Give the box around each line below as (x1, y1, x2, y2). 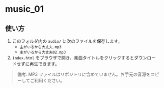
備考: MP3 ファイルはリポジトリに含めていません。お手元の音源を (17, 71, 151, 77)
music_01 (5, 3, 44, 15)
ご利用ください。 (30, 78, 65, 83)
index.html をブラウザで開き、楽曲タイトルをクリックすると (12, 55, 135, 60)
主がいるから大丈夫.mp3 (19, 45, 62, 50)
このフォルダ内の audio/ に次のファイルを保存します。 (12, 38, 123, 44)
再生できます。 (29, 61, 60, 67)
